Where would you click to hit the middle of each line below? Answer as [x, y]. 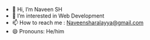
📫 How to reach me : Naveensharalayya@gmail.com [78, 22]
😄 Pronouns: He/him [38, 31]
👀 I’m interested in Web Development [58, 16]
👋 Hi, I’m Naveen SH [37, 9]
